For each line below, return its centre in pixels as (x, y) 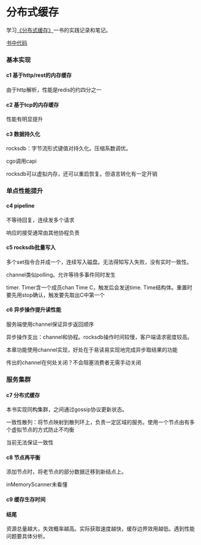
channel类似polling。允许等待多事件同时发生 (61, 274)
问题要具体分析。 (27, 536)
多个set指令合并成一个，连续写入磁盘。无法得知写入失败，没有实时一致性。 (99, 262)
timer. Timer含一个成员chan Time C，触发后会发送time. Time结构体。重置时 (99, 287)
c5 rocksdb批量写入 (31, 247)
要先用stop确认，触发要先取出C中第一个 (56, 295)
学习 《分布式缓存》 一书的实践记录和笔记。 (59, 30)
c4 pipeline (20, 205)
